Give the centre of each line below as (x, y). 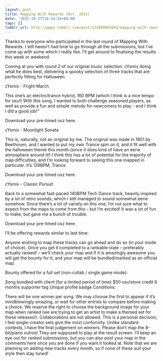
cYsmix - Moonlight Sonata (32, 130)
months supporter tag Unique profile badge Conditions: (60, 287)
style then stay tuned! (27, 354)
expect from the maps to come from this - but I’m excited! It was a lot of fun (81, 209)
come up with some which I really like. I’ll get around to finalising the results (81, 52)
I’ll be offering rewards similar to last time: (47, 233)
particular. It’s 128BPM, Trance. (36, 165)
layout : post (18, 9)
